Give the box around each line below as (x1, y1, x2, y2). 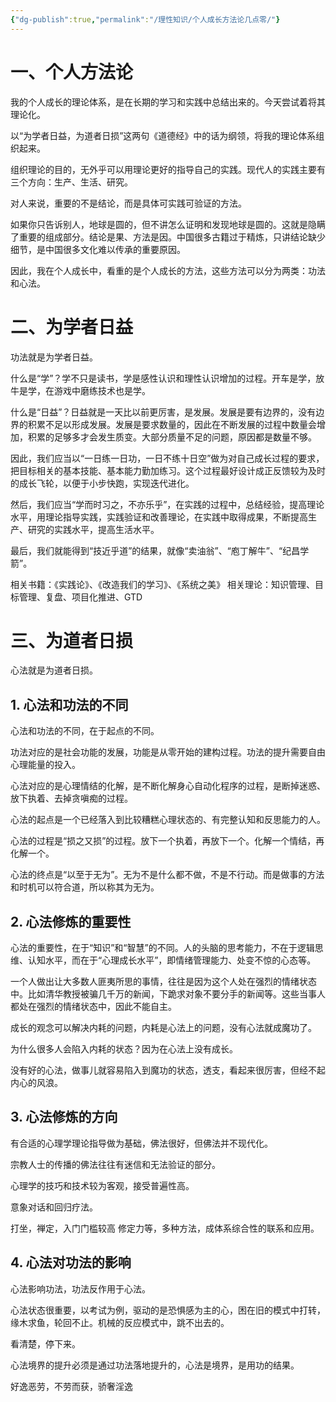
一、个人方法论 (10, 61, 134, 83)
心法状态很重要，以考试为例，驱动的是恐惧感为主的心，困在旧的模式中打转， (10, 1304, 326, 1316)
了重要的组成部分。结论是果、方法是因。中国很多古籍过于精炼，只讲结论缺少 (10, 231, 326, 243)
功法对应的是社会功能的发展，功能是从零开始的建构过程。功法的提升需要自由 (10, 746, 326, 758)
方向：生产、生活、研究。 (27, 176, 133, 188)
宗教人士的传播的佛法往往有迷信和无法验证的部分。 (10, 1158, 221, 1170)
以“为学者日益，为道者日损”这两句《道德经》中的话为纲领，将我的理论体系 (10, 129, 317, 141)
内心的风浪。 (10, 1077, 63, 1089)
